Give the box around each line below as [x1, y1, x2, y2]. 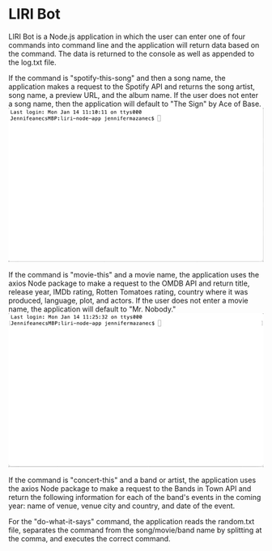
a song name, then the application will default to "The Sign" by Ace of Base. [8, 99, 261, 108]
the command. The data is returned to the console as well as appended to [8, 49, 255, 58]
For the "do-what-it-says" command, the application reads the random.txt [8, 517, 255, 527]
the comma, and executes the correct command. [8, 534, 172, 544]
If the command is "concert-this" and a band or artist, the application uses [8, 475, 257, 485]
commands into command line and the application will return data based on [8, 40, 260, 49]
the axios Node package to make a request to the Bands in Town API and [8, 484, 252, 494]
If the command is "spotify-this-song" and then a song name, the [8, 73, 226, 83]
